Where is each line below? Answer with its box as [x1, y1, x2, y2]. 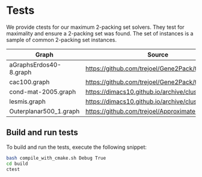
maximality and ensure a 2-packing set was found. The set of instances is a [6, 29, 194, 37]
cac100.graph [9, 77, 50, 86]
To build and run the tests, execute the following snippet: [6, 143, 147, 151]
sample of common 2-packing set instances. [6, 36, 117, 43]
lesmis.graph [9, 97, 46, 106]
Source [147, 50, 169, 59]
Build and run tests [6, 127, 78, 138]
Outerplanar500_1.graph [9, 107, 80, 115]
